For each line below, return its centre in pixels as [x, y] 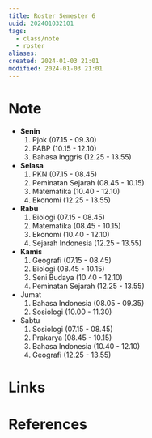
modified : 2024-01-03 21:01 [56, 69]
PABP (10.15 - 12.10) [64, 148]
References [48, 425]
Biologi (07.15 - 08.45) [68, 217]
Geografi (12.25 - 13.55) [72, 355]
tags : [17, 31]
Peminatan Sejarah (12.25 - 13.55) [88, 286]
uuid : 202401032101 [41, 23]
